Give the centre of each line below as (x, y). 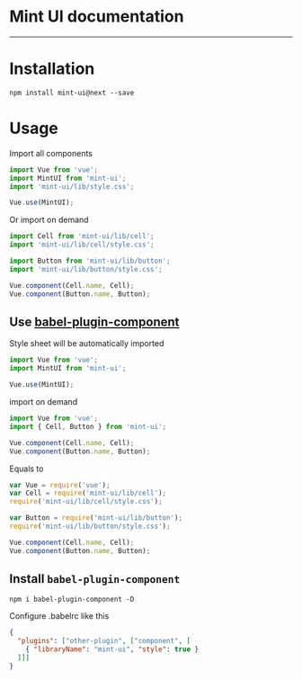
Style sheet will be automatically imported (87, 344)
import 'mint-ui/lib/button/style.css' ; (86, 269)
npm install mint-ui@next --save (72, 93)
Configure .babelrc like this (59, 616)
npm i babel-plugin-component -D (72, 600)
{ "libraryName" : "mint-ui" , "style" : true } (112, 649)
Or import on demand (49, 220)
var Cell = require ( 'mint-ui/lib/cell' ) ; (88, 493)
